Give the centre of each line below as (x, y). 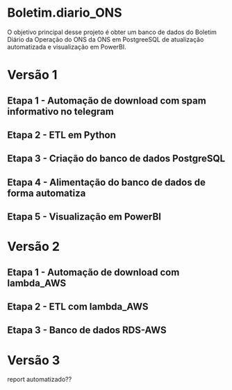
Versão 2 (34, 246)
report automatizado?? (40, 380)
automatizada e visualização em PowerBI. (67, 47)
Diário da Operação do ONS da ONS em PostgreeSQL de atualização (106, 39)
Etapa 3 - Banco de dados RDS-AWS (87, 331)
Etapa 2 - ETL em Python (61, 135)
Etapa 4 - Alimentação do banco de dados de (107, 182)
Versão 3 (34, 360)
